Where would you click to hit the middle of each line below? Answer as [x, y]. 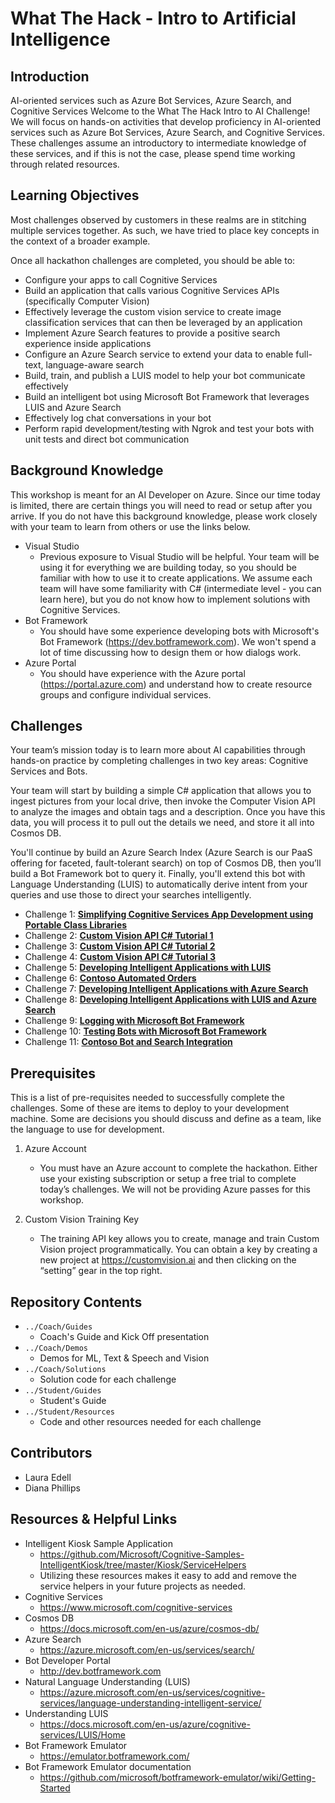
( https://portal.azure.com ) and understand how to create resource [176, 684]
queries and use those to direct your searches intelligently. [131, 895]
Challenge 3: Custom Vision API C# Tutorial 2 [120, 946]
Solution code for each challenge [108, 1379]
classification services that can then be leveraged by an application [163, 322]
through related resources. [65, 164]
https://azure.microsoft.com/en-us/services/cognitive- [152, 1692]
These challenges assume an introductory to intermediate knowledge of [158, 143]
